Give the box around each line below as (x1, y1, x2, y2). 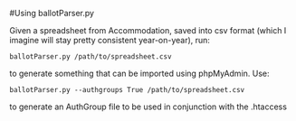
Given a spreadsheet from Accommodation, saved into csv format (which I (9, 25, 287, 35)
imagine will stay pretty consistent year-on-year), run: (9, 35, 211, 45)
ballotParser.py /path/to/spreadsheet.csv (9, 52, 172, 61)
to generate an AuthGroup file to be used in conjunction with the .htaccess (9, 101, 288, 112)
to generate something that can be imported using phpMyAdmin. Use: (9, 68, 270, 79)
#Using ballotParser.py (9, 8, 95, 18)
